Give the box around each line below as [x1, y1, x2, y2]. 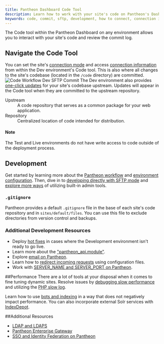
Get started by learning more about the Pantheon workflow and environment [5, 172, 159, 178]
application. [17, 108, 41, 114]
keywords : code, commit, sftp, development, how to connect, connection [5, 16, 156, 21]
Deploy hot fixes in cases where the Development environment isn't [12, 238, 148, 244]
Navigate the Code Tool [5, 49, 78, 57]
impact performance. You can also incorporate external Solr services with [5, 299, 154, 304]
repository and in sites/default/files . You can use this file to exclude [5, 210, 147, 216]
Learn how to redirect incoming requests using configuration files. [12, 259, 145, 265]
